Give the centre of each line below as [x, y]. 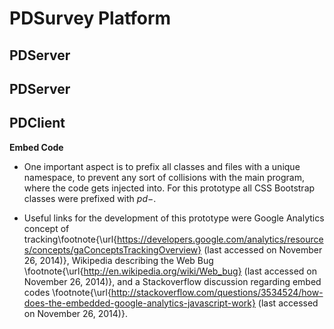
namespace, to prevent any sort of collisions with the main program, [164, 177]
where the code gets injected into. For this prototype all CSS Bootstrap [169, 188]
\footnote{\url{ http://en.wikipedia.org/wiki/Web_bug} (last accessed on [170, 271]
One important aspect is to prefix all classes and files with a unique [162, 166]
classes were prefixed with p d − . [90, 198]
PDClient [37, 123]
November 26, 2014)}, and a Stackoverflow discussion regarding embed [172, 281]
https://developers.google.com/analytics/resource [220, 239]
